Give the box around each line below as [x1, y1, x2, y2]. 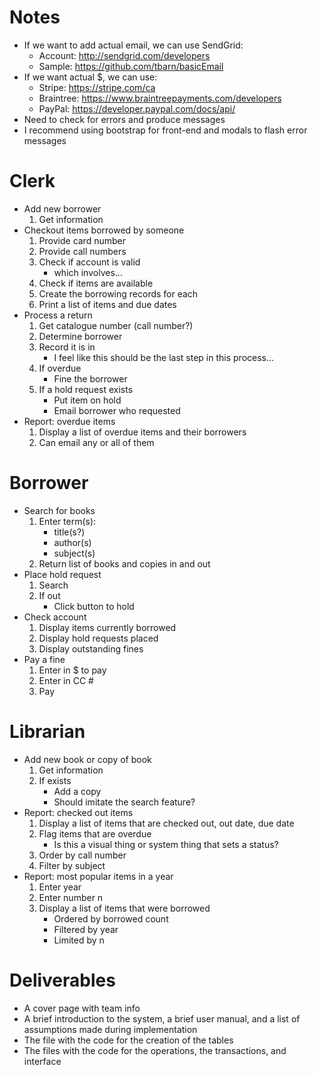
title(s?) [53, 526, 86, 538]
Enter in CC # [38, 674, 94, 686]
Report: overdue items [23, 415, 116, 427]
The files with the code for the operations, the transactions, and [23, 1044, 287, 1056]
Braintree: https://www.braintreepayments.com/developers [38, 92, 282, 104]
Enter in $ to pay [38, 664, 107, 676]
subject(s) [53, 547, 96, 559]
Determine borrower [38, 330, 123, 342]
